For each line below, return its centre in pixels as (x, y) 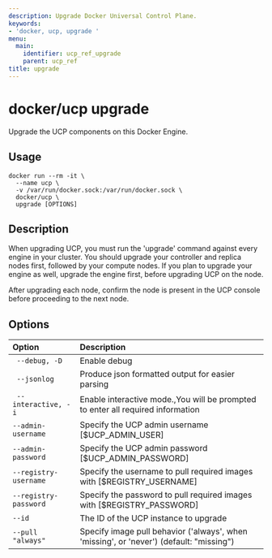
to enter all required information (140, 409)
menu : (17, 39)
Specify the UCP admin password (144, 448)
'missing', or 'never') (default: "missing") (157, 542)
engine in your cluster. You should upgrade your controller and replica (125, 257)
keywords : (25, 24)
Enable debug (106, 361)
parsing (94, 384)
